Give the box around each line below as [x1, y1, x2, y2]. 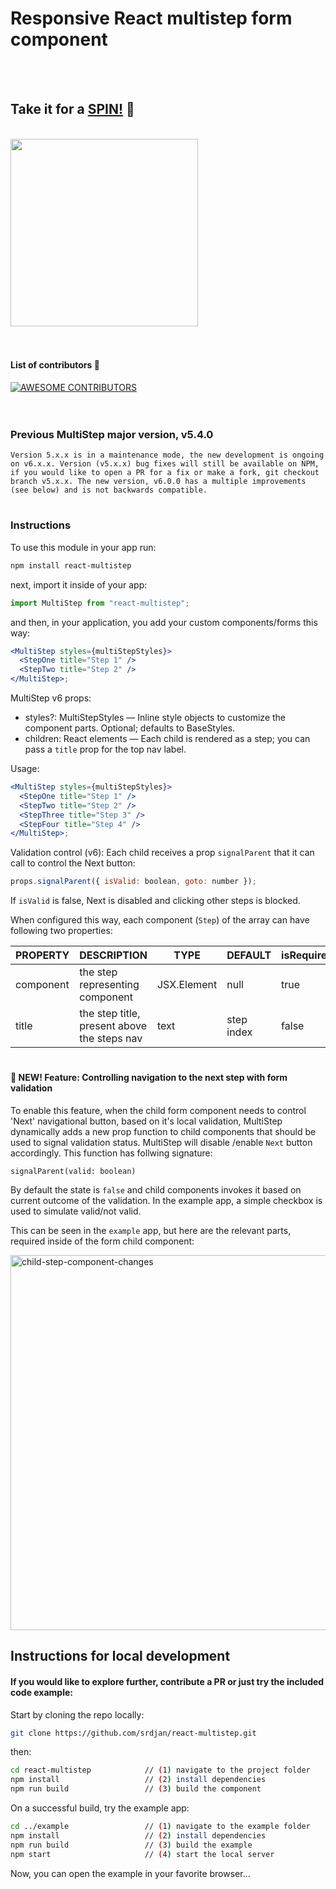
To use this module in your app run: [10, 541, 157, 553]
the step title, [79, 1007, 141, 1021]
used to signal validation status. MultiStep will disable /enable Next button [10, 1136, 313, 1148]
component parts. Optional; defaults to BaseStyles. [24, 722, 236, 734]
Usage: [10, 763, 40, 775]
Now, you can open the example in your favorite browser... [10, 1867, 251, 1879]
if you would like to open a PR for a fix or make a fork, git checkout [10, 468, 320, 478]
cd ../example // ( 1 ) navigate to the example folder [10, 1822, 311, 1832]
